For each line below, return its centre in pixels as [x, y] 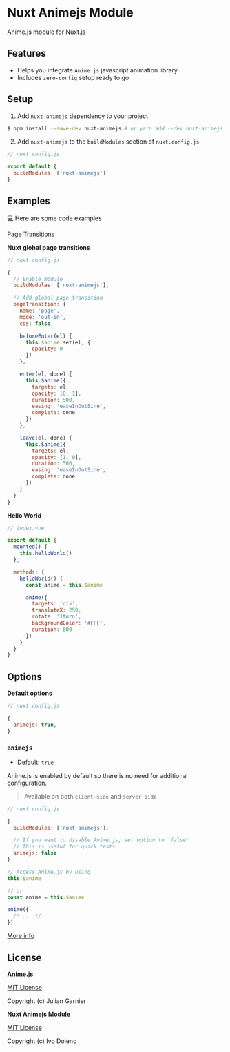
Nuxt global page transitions [49, 247]
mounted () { [31, 547]
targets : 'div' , [55, 604]
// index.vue [26, 528]
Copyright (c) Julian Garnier [46, 1001]
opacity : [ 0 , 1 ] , [56, 393]
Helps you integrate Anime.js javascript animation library [97, 70]
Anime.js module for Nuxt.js [46, 32]
